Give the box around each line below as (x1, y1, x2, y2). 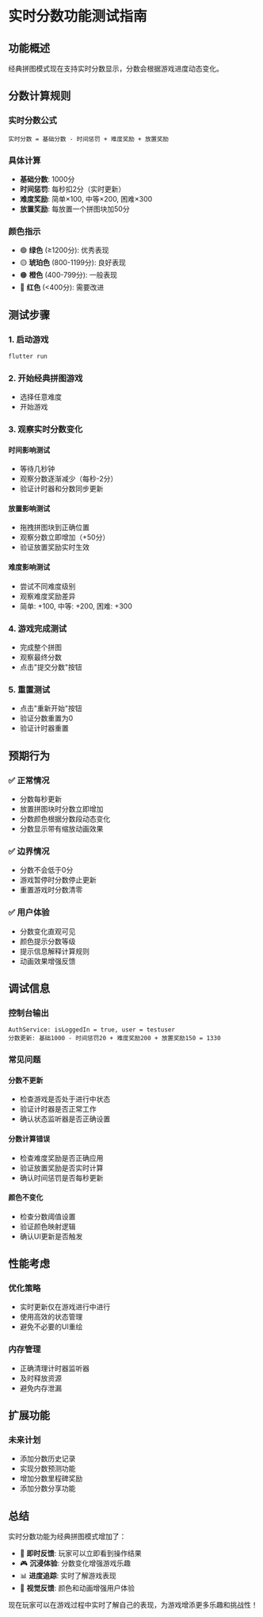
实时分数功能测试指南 (8, 7, 148, 25)
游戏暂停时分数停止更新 (19, 875, 97, 885)
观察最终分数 (19, 652, 62, 662)
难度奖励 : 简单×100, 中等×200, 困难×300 (19, 194, 153, 203)
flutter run (8, 352, 48, 360)
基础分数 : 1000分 (19, 174, 75, 183)
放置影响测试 (8, 503, 50, 513)
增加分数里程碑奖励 (19, 1473, 83, 1484)
